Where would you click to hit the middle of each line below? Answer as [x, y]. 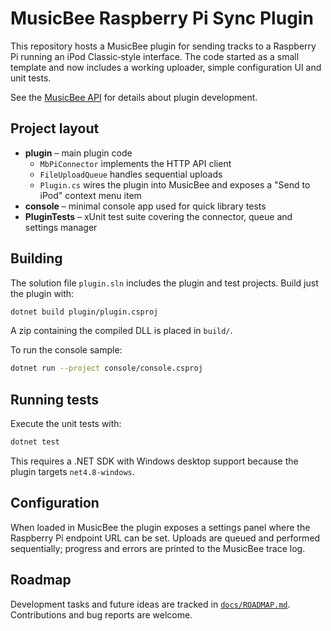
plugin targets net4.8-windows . [72, 471]
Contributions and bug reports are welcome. [101, 614]
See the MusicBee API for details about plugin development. [134, 97]
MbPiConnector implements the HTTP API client [135, 163]
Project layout [55, 128]
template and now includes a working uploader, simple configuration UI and [166, 67]
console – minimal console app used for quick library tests [145, 206]
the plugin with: [42, 293]
